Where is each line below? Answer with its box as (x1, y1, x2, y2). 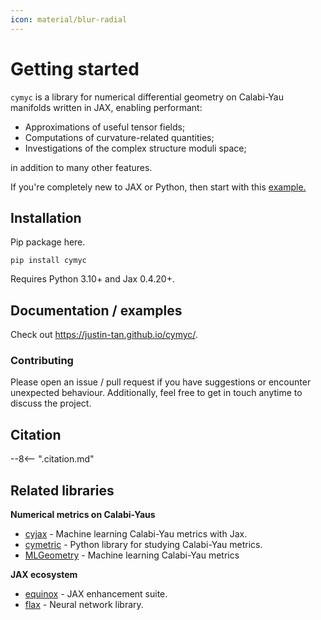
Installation (10, 209, 82, 226)
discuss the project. (10, 397, 92, 410)
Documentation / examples (10, 302, 183, 319)
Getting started (10, 57, 140, 80)
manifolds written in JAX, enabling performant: (10, 101, 203, 113)
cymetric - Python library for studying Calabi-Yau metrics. (24, 539, 263, 551)
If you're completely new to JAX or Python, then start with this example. (10, 181, 307, 193)
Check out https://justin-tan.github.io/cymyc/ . (10, 329, 198, 341)
